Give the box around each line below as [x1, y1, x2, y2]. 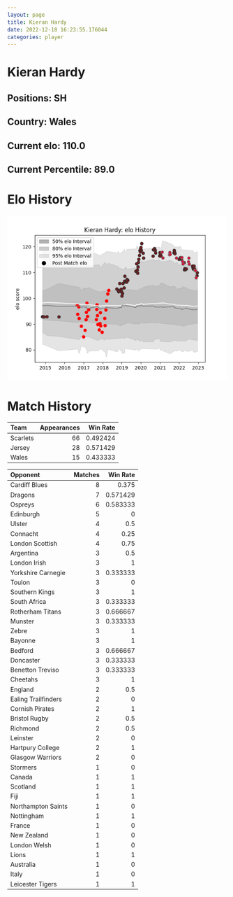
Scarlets [10, 434, 34, 442]
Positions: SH [7, 92, 68, 104]
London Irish [10, 558, 47, 567]
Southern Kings [10, 588, 55, 596]
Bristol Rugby [10, 714, 49, 723]
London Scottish [10, 539, 58, 547]
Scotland [10, 782, 36, 791]
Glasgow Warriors [10, 753, 62, 762]
